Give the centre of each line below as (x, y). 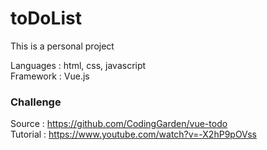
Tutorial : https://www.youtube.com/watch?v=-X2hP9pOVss (133, 134)
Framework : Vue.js (50, 76)
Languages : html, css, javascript (78, 65)
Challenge (36, 102)
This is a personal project (62, 46)
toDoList (46, 18)
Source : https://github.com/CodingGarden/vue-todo (119, 124)
